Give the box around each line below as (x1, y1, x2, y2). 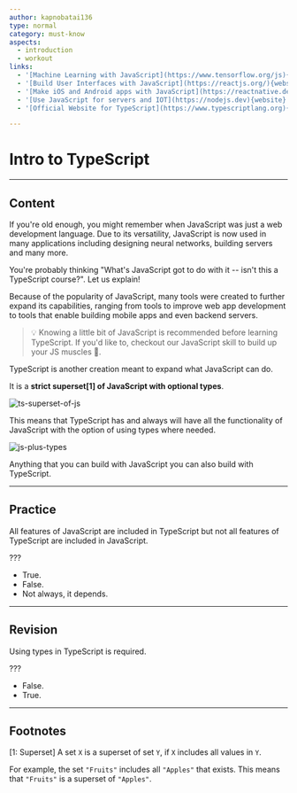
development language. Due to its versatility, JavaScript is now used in (9, 229, 267, 239)
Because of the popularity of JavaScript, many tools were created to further (9, 292, 286, 301)
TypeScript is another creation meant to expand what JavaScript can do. (9, 364, 274, 374)
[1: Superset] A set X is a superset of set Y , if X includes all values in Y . (9, 747, 263, 758)
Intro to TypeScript (9, 150, 150, 169)
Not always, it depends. (21, 588, 109, 599)
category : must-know (9, 29, 86, 38)
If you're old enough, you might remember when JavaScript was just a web (9, 219, 283, 229)
